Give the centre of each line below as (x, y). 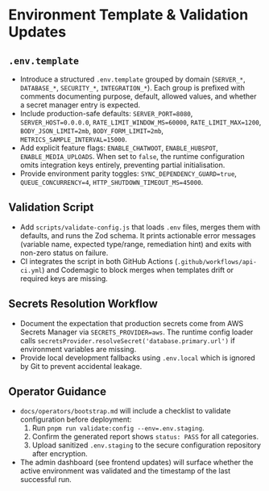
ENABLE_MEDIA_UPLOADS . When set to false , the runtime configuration (132, 156)
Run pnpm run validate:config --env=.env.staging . (118, 428)
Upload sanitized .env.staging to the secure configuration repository (147, 445)
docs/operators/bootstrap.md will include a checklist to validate (125, 411)
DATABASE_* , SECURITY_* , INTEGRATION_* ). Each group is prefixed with (132, 88)
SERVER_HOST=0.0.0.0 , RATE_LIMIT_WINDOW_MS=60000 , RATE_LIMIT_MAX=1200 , (141, 122)
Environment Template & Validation (128, 15)
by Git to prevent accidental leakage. (81, 366)
